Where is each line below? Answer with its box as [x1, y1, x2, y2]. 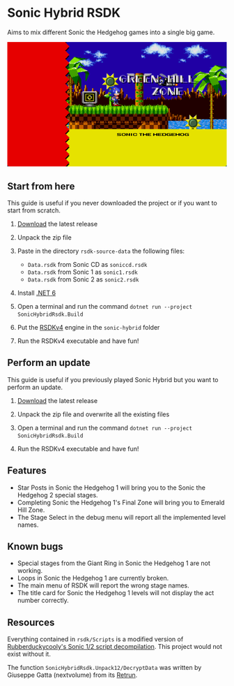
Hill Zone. [17, 505, 45, 514]
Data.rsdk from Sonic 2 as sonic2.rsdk [27, 275, 139, 284]
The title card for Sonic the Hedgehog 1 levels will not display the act [17, 589, 214, 597]
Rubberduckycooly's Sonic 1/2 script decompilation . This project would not [7, 643, 223, 651]
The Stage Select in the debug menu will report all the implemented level [17, 513, 226, 521]
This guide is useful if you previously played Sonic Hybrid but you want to [7, 375, 219, 384]
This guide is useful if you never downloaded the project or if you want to [7, 199, 217, 207]
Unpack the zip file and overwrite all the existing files [17, 410, 170, 418]
